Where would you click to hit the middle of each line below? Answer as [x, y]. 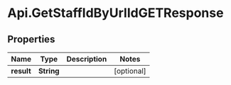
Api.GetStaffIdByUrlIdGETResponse [116, 13]
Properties [31, 39]
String [49, 71]
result [21, 71]
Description [87, 59]
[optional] [130, 71]
